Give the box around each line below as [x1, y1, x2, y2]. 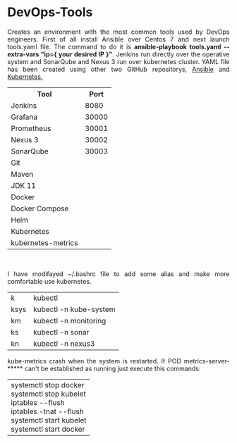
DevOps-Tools [7, 4, 93, 20]
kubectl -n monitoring [32, 316, 107, 325]
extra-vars [7, 50, 39, 58]
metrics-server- [183, 356, 230, 365]
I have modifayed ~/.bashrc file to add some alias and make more [7, 269, 230, 278]
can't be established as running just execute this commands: [24, 364, 201, 373]
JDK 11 [11, 180, 37, 190]
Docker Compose [11, 204, 69, 213]
